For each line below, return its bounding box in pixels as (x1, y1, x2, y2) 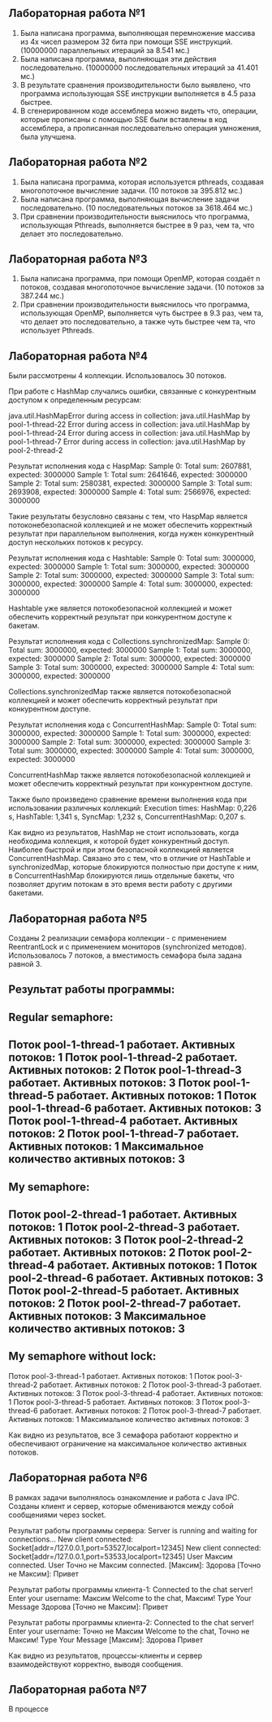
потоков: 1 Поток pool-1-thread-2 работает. (8, 1050, 238, 1064)
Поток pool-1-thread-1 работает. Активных (8, 1038, 235, 1052)
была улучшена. (19, 132, 77, 141)
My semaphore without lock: (8, 1350, 157, 1363)
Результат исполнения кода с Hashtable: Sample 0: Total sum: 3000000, (8, 553, 256, 563)
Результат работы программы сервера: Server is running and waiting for (8, 1525, 257, 1535)
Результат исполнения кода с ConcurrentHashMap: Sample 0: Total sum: (8, 720, 257, 730)
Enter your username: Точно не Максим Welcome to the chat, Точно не (8, 1626, 250, 1636)
